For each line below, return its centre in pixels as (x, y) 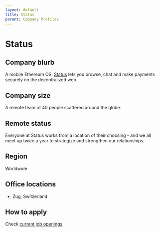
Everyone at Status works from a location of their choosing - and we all (78, 135)
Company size (28, 95)
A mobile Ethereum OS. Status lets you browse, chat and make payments (80, 74)
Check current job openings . (34, 224)
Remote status (28, 123)
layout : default (22, 10)
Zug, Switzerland (30, 196)
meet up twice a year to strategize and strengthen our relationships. (75, 141)
